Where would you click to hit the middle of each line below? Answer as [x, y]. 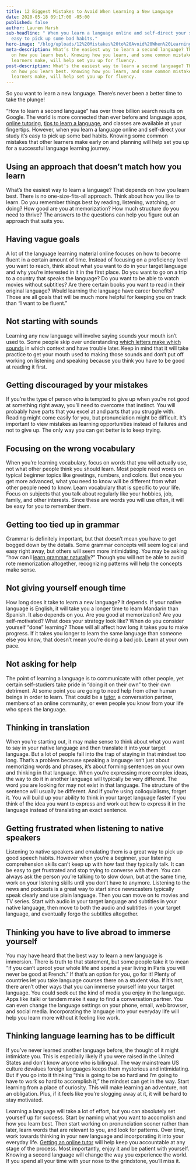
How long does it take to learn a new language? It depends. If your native [94, 602]
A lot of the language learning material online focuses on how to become [93, 253]
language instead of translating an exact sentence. [67, 810]
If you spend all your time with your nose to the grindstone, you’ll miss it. [93, 1161]
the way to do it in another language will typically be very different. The [92, 779]
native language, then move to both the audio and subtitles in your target [93, 908]
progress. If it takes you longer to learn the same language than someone [94, 633]
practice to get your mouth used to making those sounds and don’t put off [95, 354]
